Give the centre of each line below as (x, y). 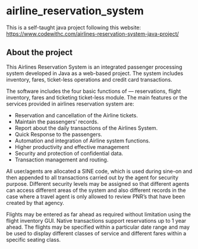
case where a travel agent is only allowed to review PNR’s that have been (96, 196)
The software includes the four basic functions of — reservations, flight (94, 91)
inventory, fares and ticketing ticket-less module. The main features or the (97, 97)
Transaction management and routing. (62, 160)
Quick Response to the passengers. (58, 134)
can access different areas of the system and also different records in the (96, 190)
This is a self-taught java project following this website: (74, 27)
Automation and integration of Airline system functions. (82, 141)
